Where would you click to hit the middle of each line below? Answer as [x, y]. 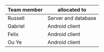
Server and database [72, 18]
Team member [25, 10]
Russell [16, 18]
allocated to [72, 10]
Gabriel [16, 26]
